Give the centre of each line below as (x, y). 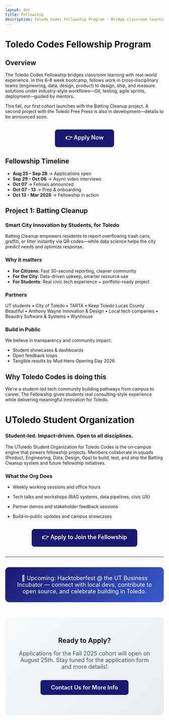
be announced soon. (27, 117)
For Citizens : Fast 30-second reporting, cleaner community (74, 271)
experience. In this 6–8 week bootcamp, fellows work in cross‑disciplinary (82, 80)
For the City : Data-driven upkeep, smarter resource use (70, 276)
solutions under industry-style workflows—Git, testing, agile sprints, (76, 91)
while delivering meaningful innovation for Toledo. (57, 400)
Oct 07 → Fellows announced (43, 184)
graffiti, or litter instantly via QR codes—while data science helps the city (80, 241)
